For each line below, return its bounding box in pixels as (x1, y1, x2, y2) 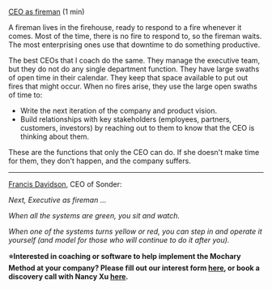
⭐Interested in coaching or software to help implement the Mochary (8, 252, 241, 261)
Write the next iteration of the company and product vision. (19, 106, 217, 115)
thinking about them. (19, 132, 90, 141)
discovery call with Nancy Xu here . (8, 272, 129, 281)
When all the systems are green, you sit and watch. (8, 211, 181, 220)
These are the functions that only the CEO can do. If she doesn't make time (8, 148, 260, 157)
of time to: (8, 90, 43, 100)
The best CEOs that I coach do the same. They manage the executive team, (8, 56, 261, 65)
